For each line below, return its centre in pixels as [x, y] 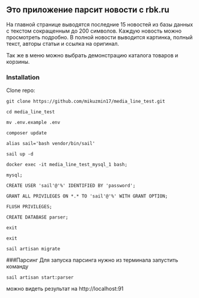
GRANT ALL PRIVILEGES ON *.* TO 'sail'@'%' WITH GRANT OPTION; [87, 196]
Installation [23, 77]
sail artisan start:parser [40, 278]
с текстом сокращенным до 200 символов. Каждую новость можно [94, 31]
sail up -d [20, 154]
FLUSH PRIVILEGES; [29, 207]
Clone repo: [21, 90]
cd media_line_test [31, 112]
